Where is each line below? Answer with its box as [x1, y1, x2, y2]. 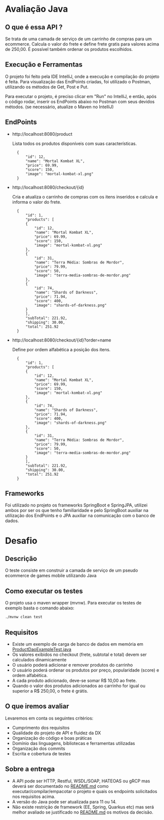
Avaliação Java [5, 3, 68, 15]
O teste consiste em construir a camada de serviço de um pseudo [5, 567, 138, 574]
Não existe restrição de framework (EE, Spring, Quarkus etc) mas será [12, 804, 154, 810]
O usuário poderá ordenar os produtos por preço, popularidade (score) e [12, 667, 159, 673]
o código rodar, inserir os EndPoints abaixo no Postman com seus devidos [5, 98, 155, 104]
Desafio [5, 535, 38, 546]
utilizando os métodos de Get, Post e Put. [5, 84, 89, 90]
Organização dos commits [12, 746, 66, 751]
